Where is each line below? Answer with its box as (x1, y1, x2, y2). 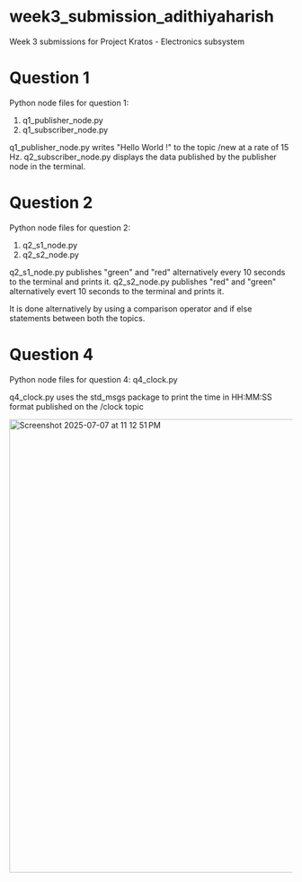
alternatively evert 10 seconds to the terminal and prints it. (9, 285, 225, 296)
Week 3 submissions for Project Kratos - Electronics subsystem (9, 36, 245, 47)
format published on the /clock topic (9, 400, 144, 411)
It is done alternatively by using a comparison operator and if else (9, 303, 253, 314)
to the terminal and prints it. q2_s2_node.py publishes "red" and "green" (9, 276, 277, 287)
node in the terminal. (9, 160, 86, 172)
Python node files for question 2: (9, 222, 131, 233)
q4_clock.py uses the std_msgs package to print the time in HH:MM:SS (9, 391, 272, 402)
